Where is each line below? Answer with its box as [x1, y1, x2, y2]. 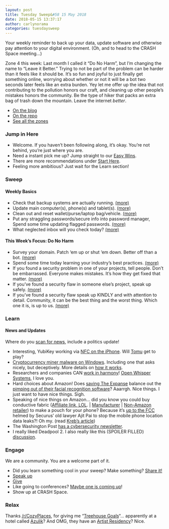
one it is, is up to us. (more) [12, 302, 69, 308]
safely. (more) [12, 286, 42, 292]
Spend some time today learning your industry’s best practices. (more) [12, 259, 159, 266]
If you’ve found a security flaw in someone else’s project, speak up [12, 281, 151, 287]
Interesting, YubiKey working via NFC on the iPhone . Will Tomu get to [12, 348, 156, 355]
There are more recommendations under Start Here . [12, 158, 121, 164]
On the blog [12, 108, 37, 114]
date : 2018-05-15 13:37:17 [5, 17, 62, 22]
